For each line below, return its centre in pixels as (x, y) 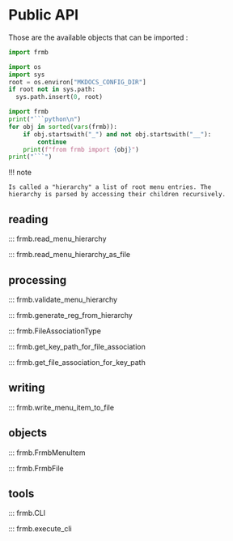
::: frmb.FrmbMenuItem (47, 453)
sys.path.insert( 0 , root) (59, 97)
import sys (27, 75)
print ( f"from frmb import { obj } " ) (81, 149)
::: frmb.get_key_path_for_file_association (77, 346)
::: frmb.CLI (27, 513)
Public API (44, 15)
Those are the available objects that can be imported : (98, 37)
